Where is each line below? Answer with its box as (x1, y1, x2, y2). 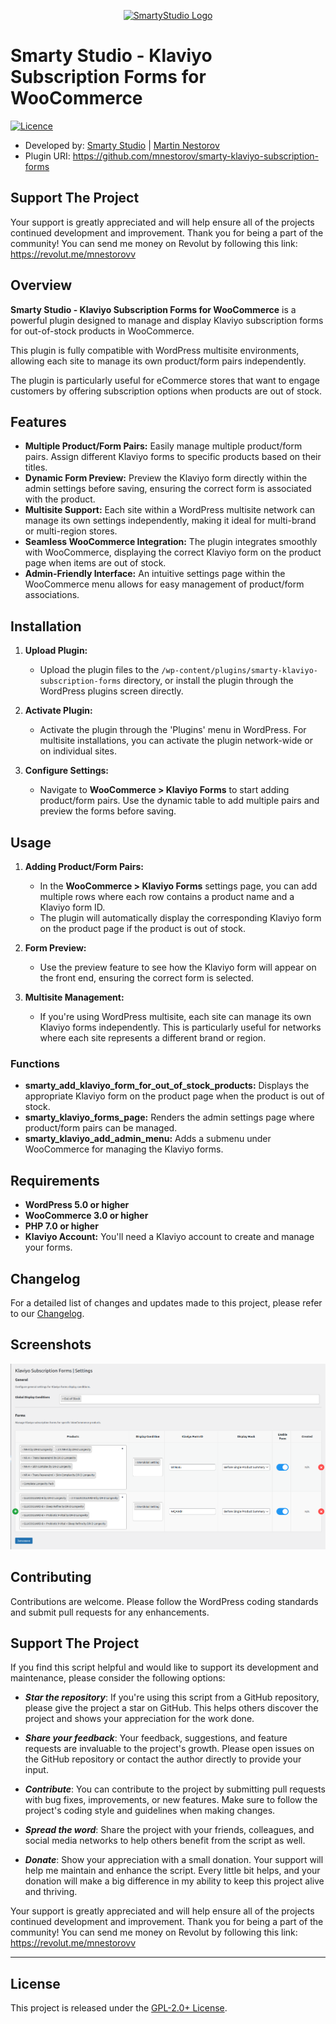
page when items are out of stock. (24, 557, 167, 569)
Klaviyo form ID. (39, 901, 106, 913)
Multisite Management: (24, 991, 125, 1003)
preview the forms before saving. (39, 805, 177, 817)
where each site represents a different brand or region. (39, 1032, 267, 1044)
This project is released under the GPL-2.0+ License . (10, 2002, 228, 2014)
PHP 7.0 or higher (24, 1220, 99, 1232)
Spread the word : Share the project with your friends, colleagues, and (24, 1824, 315, 1836)
